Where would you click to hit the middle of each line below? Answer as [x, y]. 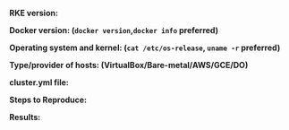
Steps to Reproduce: [48, 100]
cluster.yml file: [39, 82]
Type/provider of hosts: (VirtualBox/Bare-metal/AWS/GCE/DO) [129, 65]
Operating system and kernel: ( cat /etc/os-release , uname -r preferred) [145, 48]
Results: [25, 117]
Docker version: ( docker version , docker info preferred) [114, 30]
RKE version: [34, 13]
